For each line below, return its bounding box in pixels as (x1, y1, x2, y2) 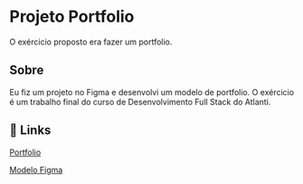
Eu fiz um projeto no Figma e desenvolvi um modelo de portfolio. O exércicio (9, 86, 295, 97)
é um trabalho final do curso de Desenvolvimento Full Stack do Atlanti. (9, 96, 271, 107)
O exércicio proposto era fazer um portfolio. (9, 36, 173, 47)
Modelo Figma (9, 164, 63, 175)
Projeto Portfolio (9, 6, 135, 27)
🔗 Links (9, 122, 52, 138)
